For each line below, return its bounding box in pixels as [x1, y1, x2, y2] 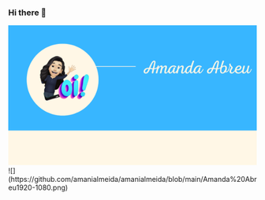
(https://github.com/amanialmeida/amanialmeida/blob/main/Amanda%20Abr [8, 175, 258, 184]
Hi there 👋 [8, 7, 47, 18]
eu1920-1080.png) [8, 183, 69, 192]
